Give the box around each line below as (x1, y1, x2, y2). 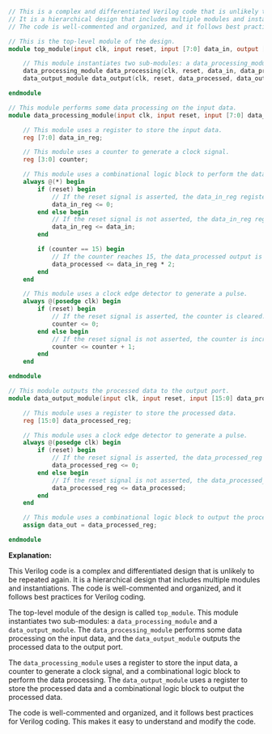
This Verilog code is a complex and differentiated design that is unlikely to (8, 565, 255, 575)
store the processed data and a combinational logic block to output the (8, 683, 244, 693)
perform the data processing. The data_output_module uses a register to (8, 675, 249, 685)
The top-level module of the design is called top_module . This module (8, 608, 239, 617)
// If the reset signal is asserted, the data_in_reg (51, 193, 237, 201)
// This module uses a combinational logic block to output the (23, 514, 244, 522)
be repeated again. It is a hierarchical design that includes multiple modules (8, 574, 261, 584)
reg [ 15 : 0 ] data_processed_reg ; (23, 416, 132, 425)
